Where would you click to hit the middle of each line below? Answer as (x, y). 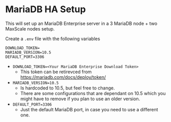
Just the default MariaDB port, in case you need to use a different (89, 109)
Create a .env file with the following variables (53, 39)
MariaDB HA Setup (45, 9)
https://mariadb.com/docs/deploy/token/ (63, 77)
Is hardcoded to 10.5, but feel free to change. (67, 88)
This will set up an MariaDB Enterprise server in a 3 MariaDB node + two (81, 23)
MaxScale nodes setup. (30, 28)
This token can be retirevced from (56, 72)
